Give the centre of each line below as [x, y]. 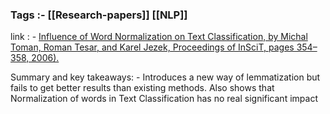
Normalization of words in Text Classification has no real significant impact [164, 99]
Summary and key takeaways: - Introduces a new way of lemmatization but [165, 77]
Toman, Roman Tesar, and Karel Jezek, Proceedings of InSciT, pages [152, 47]
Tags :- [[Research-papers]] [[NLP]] [99, 15]
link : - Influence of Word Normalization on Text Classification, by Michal [159, 37]
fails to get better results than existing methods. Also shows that [142, 88]
